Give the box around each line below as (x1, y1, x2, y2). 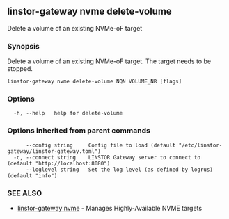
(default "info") (7, 172, 58, 179)
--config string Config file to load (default (25, 142, 176, 149)
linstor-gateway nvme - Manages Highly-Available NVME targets (17, 204, 203, 212)
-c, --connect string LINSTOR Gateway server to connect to (13, 154, 200, 161)
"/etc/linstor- (178, 142, 223, 149)
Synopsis (7, 41, 40, 51)
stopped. (7, 65, 33, 73)
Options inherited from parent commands (7, 126, 151, 136)
